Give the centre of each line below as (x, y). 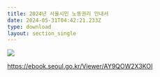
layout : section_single (42, 33)
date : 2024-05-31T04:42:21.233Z (54, 20)
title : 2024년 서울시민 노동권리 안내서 (58, 14)
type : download (29, 27)
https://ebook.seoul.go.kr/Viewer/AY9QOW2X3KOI (80, 66)
